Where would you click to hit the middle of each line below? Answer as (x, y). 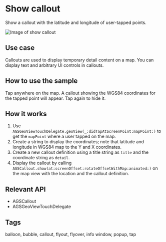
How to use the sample (41, 81)
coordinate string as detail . (41, 158)
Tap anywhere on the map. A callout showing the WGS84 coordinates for (80, 93)
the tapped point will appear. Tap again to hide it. (55, 98)
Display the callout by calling (42, 163)
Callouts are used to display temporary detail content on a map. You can (79, 60)
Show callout (33, 9)
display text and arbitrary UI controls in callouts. (54, 65)
